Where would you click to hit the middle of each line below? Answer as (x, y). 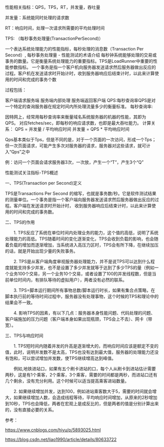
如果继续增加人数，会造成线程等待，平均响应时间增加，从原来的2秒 (81, 397)
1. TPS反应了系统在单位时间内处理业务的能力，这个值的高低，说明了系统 (86, 233)
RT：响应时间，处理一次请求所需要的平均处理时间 (55, 28)
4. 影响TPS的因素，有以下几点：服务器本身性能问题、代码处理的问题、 (84, 313)
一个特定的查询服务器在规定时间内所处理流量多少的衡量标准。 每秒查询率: (79, 106)
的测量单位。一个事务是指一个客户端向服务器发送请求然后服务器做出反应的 (80, 199)
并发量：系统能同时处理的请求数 (37, 18)
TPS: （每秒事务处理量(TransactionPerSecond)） (54, 38)
